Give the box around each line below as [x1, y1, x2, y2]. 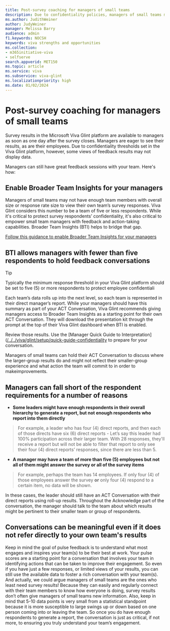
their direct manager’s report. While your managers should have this [5, 300, 147, 307]
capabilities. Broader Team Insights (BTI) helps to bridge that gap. [5, 224, 142, 230]
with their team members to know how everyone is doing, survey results [5, 587, 156, 593]
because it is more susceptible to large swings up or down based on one [5, 604, 157, 610]
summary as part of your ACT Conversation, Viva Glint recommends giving [5, 306, 161, 312]
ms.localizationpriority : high [5, 78, 71, 83]
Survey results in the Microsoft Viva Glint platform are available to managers [5, 132, 164, 138]
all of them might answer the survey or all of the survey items [12, 462, 144, 468]
